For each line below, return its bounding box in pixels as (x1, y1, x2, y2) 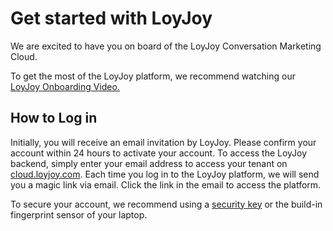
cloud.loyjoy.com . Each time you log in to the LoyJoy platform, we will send (10, 168, 320, 180)
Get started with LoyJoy (10, 7, 213, 30)
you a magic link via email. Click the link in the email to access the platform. (10, 178, 322, 191)
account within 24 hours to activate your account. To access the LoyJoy (10, 147, 308, 159)
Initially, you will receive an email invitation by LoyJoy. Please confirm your (10, 136, 317, 148)
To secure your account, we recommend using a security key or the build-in (10, 198, 323, 210)
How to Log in (10, 110, 98, 127)
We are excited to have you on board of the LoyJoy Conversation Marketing (10, 40, 322, 52)
